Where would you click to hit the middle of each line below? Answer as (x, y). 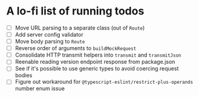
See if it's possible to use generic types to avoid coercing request (97, 69)
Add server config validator (49, 35)
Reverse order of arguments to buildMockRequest (76, 48)
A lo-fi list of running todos (75, 11)
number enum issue (40, 89)
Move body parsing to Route (50, 42)
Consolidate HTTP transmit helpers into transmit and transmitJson (98, 55)
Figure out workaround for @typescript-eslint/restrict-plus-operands (104, 82)
